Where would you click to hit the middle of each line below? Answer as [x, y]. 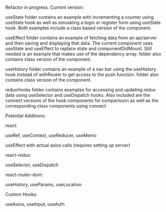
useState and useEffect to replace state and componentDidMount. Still [78, 48]
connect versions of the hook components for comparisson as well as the [82, 100]
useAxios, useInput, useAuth [35, 204]
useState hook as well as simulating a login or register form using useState [83, 23]
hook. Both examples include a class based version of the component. [78, 28]
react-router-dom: [24, 175]
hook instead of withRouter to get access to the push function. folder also [82, 75]
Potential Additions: [26, 116]
